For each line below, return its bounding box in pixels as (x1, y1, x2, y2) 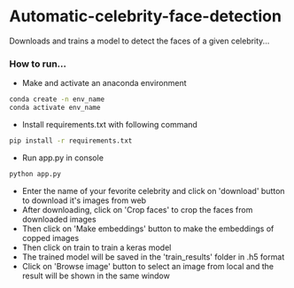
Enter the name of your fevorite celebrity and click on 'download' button (21, 185, 285, 196)
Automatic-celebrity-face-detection (9, 6, 282, 27)
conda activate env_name (9, 104, 101, 113)
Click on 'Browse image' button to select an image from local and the (21, 261, 275, 271)
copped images (21, 232, 80, 243)
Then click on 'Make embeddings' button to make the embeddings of (21, 223, 275, 234)
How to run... (9, 58, 66, 70)
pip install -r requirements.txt (9, 136, 133, 145)
